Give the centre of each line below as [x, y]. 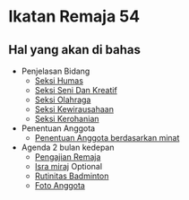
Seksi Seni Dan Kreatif [76, 90]
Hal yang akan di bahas [74, 50]
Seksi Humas [59, 81]
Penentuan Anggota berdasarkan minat [107, 138]
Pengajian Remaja [68, 157]
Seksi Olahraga [63, 100]
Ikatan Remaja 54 [74, 17]
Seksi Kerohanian [67, 119]
